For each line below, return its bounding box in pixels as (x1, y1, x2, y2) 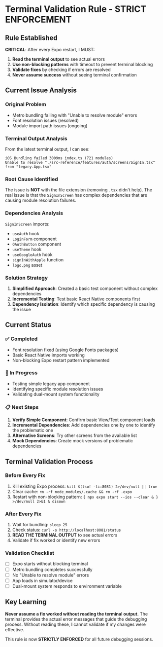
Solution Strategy (5, 274, 48, 281)
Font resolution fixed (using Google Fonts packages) (12, 347, 119, 353)
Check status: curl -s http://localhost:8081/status (12, 527, 121, 533)
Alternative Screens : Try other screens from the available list (12, 432, 137, 438)
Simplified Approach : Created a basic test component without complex (12, 285, 158, 291)
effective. (5, 626, 25, 632)
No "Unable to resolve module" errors (12, 572, 89, 578)
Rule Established (5, 34, 58, 42)
